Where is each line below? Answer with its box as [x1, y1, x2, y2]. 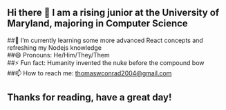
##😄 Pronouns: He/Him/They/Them [7, 51, 110, 59]
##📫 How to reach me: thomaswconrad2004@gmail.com [7, 68, 172, 77]
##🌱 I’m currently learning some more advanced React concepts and [7, 36, 204, 44]
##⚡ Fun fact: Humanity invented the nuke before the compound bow [7, 58, 205, 66]
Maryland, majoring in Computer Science [7, 18, 188, 30]
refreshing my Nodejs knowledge [7, 43, 102, 52]
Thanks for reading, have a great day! [7, 91, 172, 104]
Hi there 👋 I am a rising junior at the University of [7, 7, 220, 19]
